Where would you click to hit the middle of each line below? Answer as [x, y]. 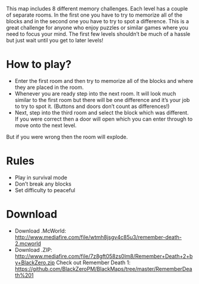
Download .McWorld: [40, 231]
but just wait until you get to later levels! [55, 40]
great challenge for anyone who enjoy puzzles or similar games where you [97, 27]
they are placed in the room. [49, 87]
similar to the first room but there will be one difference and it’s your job [102, 100]
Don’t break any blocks [43, 184]
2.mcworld [28, 243]
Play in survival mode [41, 177]
